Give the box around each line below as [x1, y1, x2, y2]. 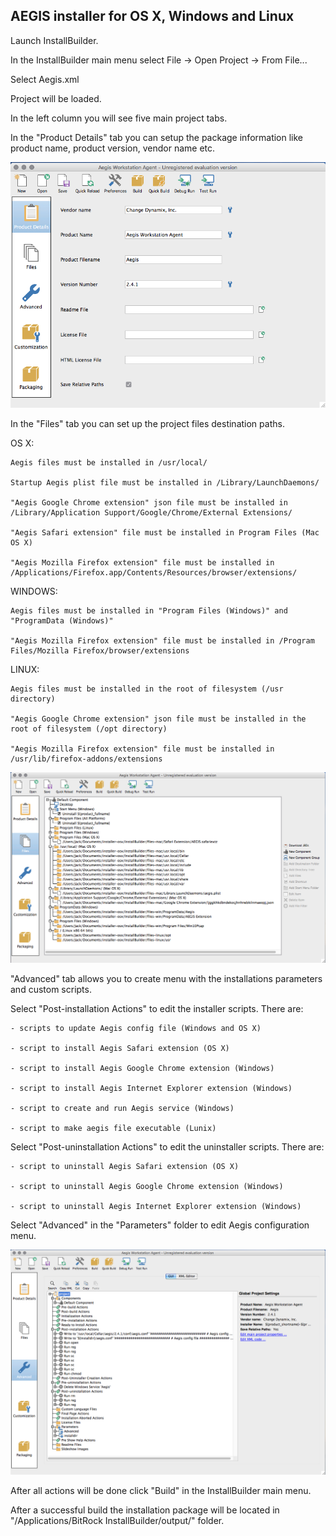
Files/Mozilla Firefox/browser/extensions [10, 645, 190, 656]
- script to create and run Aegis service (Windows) [10, 1103, 235, 1113]
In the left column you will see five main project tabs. [10, 112, 228, 124]
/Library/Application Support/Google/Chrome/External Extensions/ [10, 507, 293, 518]
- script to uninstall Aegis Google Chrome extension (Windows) [10, 1181, 284, 1191]
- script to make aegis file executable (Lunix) [10, 1123, 217, 1133]
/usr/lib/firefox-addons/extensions [10, 754, 163, 764]
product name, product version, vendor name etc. [10, 142, 216, 154]
